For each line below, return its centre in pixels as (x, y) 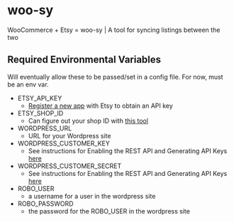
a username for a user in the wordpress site (92, 196)
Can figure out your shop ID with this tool (88, 121)
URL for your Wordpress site (69, 135)
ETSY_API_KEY (40, 98)
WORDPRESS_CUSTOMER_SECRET (69, 166)
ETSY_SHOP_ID (40, 113)
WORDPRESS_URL (45, 128)
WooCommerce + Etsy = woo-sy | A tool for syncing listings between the (114, 30)
